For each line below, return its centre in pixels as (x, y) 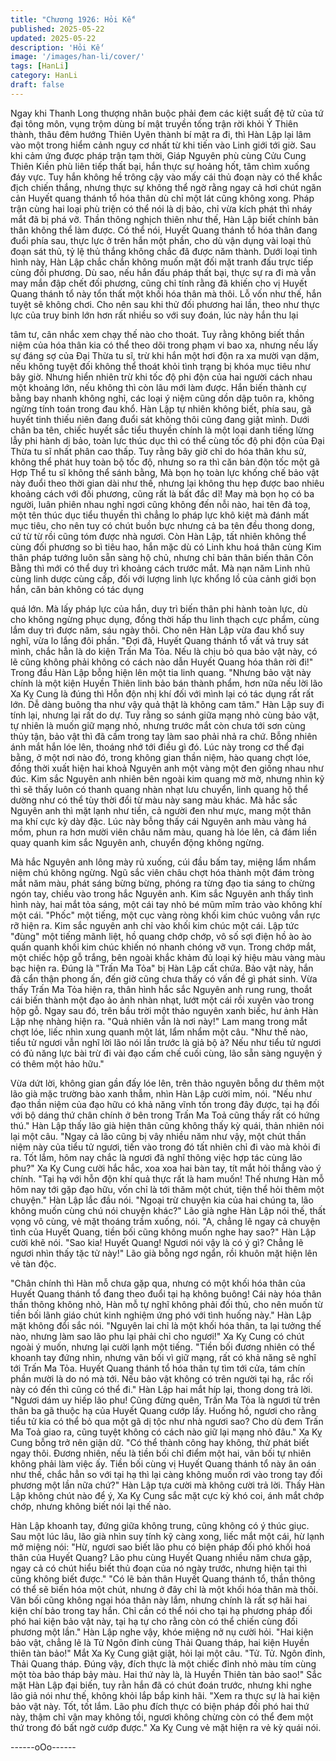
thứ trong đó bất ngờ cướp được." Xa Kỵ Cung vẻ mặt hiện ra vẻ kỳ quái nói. (166, 1727)
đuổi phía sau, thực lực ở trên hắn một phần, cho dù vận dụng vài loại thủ (161, 240)
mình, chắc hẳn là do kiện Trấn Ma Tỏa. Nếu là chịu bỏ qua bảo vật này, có (164, 651)
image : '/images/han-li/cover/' (77, 57)
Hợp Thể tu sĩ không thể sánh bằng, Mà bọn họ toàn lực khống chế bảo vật (165, 472)
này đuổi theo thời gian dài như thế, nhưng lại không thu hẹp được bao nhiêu (167, 483)
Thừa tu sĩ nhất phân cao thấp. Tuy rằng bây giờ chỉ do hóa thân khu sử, (158, 451)
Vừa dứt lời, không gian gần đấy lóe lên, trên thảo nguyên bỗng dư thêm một (167, 1083)
